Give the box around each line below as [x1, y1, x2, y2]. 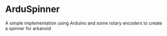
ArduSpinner [5, 3, 60, 15]
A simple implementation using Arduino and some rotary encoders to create [5, 20, 162, 26]
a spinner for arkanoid [5, 25, 51, 31]
